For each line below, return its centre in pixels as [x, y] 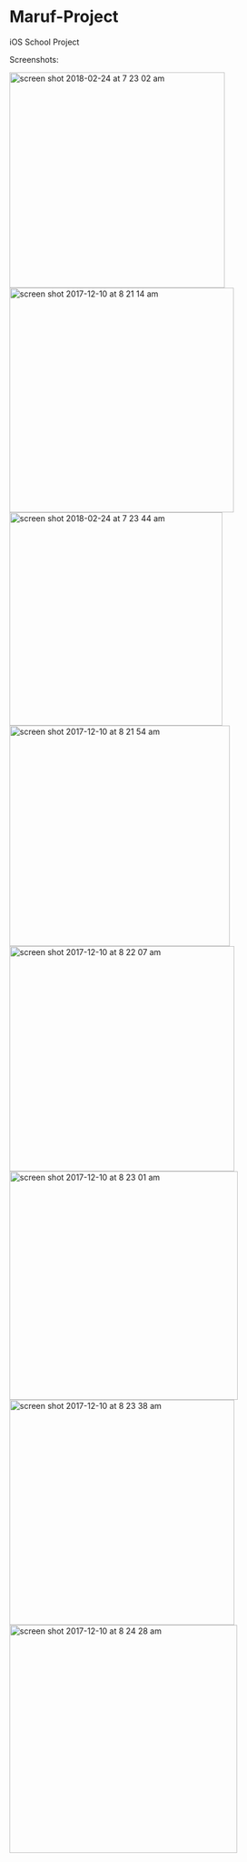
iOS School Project [44, 42]
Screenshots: [34, 59]
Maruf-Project [64, 17]
